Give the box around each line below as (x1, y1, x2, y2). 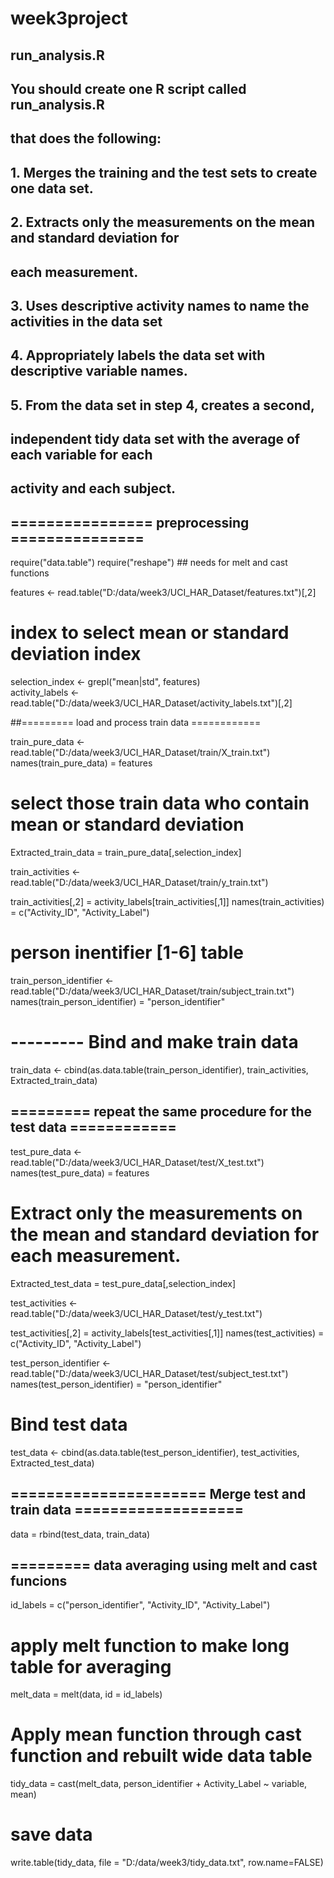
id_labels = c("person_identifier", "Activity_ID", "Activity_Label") (10, 1599, 271, 1611)
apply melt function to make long (10, 1634, 290, 1657)
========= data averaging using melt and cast (10, 1557, 318, 1574)
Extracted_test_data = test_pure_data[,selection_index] (10, 1277, 237, 1289)
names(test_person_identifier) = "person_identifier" (10, 1378, 223, 1390)
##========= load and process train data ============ (10, 717, 262, 729)
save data (10, 1823, 93, 1846)
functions (10, 567, 50, 579)
